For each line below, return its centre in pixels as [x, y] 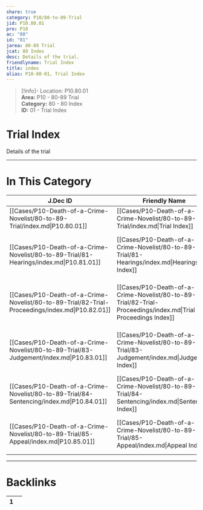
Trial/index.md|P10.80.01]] [48, 226]
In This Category [49, 181]
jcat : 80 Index [25, 51]
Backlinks [31, 482]
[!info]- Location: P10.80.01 [55, 91]
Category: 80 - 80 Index [52, 104]
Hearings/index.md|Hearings [158, 263]
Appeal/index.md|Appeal [152, 445]
